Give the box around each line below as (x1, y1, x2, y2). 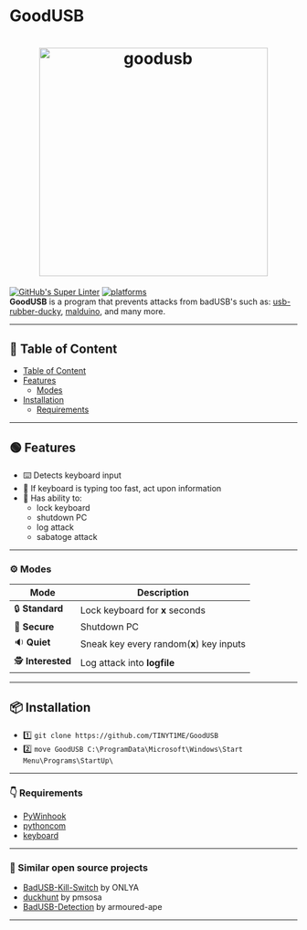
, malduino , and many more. (60, 306, 166, 317)
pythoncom (22, 820, 67, 831)
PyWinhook (22, 810, 67, 822)
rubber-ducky (9, 306, 61, 317)
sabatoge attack (36, 531, 98, 542)
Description (136, 587, 189, 599)
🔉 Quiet (14, 636, 51, 649)
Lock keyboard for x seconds (79, 604, 206, 617)
